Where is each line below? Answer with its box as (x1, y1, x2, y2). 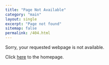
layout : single (5, 16, 37, 21)
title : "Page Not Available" (5, 7, 66, 12)
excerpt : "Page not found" (5, 21, 62, 26)
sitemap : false (5, 26, 37, 31)
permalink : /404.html (5, 30, 51, 35)
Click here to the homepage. (5, 54, 64, 60)
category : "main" (5, 12, 42, 17)
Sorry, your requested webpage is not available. (5, 44, 104, 50)
